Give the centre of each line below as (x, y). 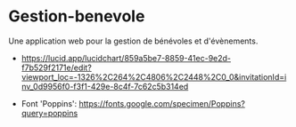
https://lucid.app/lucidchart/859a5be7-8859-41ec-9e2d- (126, 58)
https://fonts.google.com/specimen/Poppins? (162, 103)
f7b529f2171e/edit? (57, 67)
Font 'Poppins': (49, 103)
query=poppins (49, 113)
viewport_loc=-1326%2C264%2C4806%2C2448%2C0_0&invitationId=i (154, 76)
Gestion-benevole (77, 16)
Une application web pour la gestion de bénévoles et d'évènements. (133, 41)
